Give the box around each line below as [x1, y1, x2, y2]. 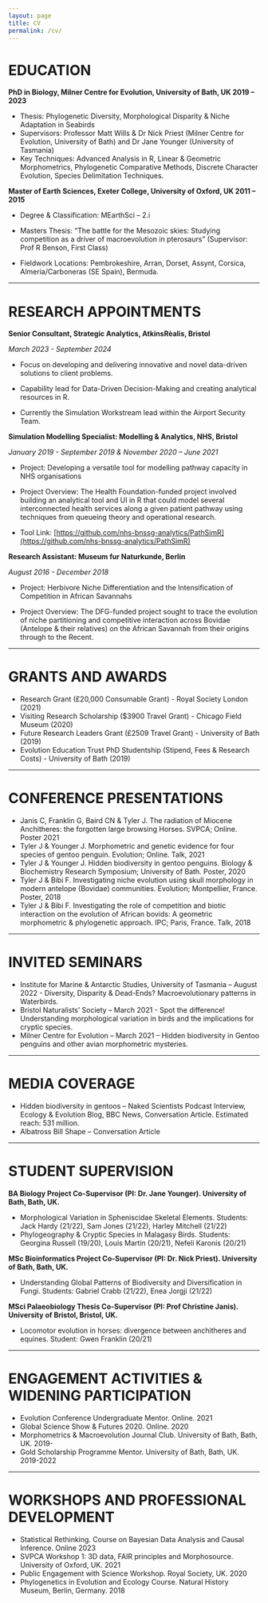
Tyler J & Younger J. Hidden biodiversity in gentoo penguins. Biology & [19, 858, 253, 868]
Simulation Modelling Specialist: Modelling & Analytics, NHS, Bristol [8, 432, 238, 442]
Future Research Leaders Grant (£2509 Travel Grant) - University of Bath [19, 729, 260, 738]
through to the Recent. [19, 633, 94, 642]
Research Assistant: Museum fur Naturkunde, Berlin [8, 552, 186, 562]
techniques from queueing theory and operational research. [19, 513, 217, 522]
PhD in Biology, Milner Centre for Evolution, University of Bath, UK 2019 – [8, 87, 255, 97]
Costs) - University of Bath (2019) [19, 754, 131, 764]
